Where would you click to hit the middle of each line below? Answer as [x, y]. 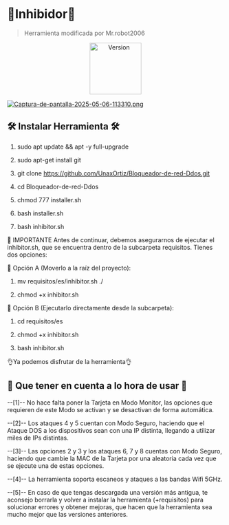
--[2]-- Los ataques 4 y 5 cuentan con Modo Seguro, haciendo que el [106, 423]
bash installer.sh [40, 213]
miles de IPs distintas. [38, 438]
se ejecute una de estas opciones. [56, 465]
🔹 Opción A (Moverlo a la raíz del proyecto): [69, 268]
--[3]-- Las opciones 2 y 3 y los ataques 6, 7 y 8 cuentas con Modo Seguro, [115, 451]
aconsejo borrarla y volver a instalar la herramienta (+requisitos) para [106, 500]
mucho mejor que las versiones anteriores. [68, 514]
